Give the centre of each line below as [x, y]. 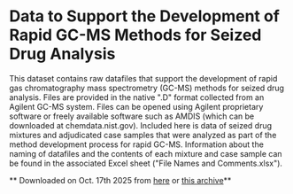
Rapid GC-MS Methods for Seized [135, 35]
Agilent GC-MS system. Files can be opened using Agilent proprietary [136, 106]
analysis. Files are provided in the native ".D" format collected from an [137, 97]
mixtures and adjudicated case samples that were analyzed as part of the [143, 135]
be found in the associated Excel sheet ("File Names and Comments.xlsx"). [146, 163]
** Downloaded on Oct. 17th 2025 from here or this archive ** [120, 180]
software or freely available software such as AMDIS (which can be [132, 116]
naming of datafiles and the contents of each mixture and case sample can [146, 153]
